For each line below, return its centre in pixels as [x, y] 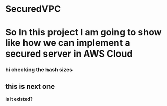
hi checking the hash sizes [39, 70]
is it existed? [19, 99]
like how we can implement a [68, 43]
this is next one [30, 86]
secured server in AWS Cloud [69, 54]
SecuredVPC [33, 9]
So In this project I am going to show [83, 32]
